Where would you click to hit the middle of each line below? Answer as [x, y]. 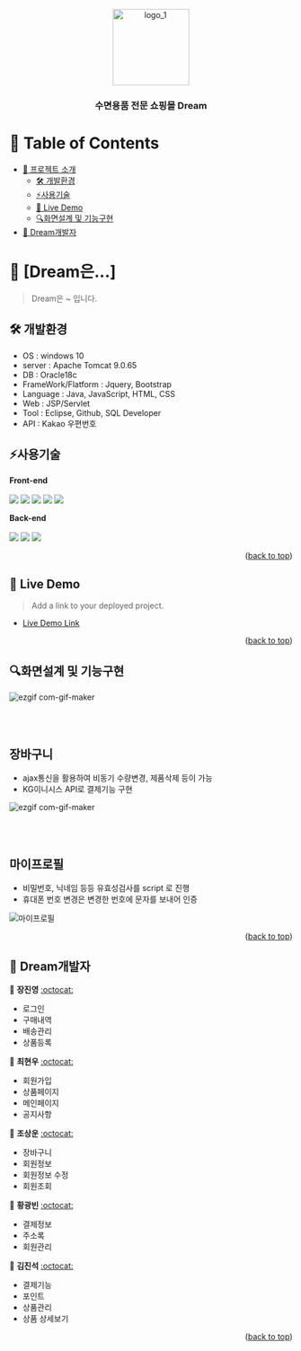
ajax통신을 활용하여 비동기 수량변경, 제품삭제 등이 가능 [117, 778]
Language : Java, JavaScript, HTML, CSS [98, 393]
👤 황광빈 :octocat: [41, 1205]
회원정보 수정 [45, 1175]
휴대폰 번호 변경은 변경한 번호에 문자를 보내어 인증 [110, 899]
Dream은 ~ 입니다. [64, 298]
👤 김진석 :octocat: [41, 1266]
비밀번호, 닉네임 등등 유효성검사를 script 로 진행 [106, 887]
